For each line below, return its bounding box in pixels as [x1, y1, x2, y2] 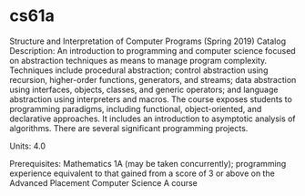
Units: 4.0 [9, 140, 46, 151]
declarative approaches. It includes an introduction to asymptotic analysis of [9, 113, 296, 124]
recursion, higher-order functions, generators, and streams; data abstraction [9, 74, 297, 85]
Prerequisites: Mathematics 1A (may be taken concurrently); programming [9, 158, 287, 169]
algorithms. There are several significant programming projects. [9, 122, 249, 133]
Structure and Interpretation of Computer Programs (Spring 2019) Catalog [9, 36, 287, 46]
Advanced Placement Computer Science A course [9, 177, 198, 188]
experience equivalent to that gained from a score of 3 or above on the [9, 168, 275, 179]
